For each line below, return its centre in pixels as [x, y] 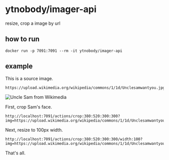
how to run [22, 39]
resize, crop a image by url [33, 23]
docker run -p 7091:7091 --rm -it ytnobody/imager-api [64, 51]
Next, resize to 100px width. [34, 130]
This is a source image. [29, 78]
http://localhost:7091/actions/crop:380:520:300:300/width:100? [74, 139]
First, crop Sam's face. [29, 106]
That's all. [15, 153]
